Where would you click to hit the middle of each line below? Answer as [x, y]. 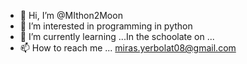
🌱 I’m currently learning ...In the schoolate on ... [117, 36]
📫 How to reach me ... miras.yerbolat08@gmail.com [128, 48]
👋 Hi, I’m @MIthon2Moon [71, 15]
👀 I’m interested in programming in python [106, 26]
